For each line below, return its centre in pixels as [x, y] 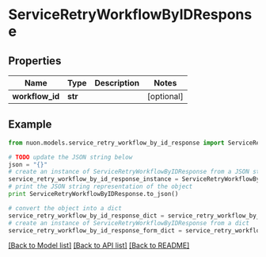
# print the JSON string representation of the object [101, 187]
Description [117, 83]
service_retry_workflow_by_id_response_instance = [93, 179]
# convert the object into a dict [65, 208]
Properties [35, 61]
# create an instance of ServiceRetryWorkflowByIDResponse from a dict [129, 223]
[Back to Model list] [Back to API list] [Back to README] [99, 245]
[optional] [165, 96]
